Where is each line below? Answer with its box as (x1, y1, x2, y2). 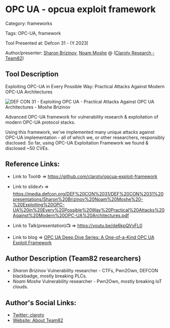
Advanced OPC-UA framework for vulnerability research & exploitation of (5, 114, 158, 120)
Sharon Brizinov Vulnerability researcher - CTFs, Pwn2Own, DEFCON (12, 268, 158, 274)
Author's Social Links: (5, 298, 77, 307)
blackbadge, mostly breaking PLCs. (12, 273, 87, 279)
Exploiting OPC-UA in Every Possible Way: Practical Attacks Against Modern (5, 83, 165, 89)
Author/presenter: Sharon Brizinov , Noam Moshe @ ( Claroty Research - (5, 50, 155, 56)
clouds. (12, 284, 28, 290)
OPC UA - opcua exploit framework (5, 4, 156, 15)
